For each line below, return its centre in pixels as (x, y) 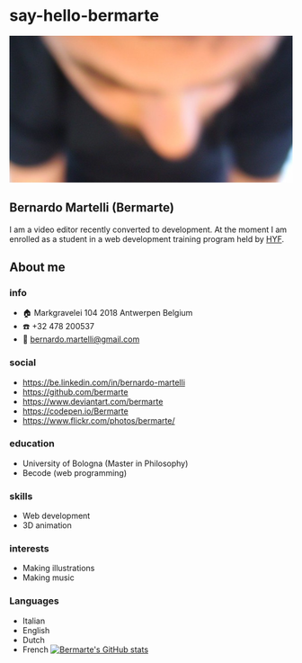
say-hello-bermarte (84, 16)
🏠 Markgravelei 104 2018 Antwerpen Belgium (107, 313)
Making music (48, 578)
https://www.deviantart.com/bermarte (93, 401)
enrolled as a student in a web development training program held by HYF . (147, 238)
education (32, 443)
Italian (34, 621)
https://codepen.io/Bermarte (75, 411)
